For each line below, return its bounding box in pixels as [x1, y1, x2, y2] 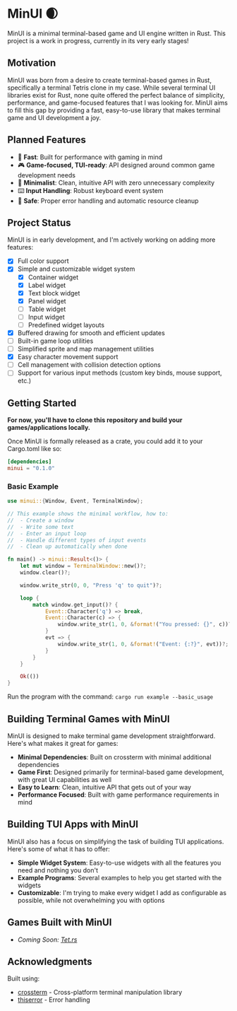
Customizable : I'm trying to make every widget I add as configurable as [17, 888, 227, 896]
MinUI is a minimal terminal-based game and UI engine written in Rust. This [7, 29, 226, 37]
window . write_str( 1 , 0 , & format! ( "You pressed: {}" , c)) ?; [57, 621, 235, 628]
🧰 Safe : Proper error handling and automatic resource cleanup [17, 197, 199, 205]
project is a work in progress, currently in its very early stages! [7, 36, 189, 45]
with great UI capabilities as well [17, 775, 111, 783]
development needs [17, 170, 76, 179]
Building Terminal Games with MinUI [7, 713, 171, 725]
